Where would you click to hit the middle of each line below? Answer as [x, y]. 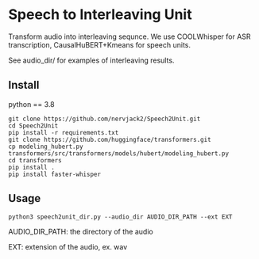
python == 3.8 [32, 104]
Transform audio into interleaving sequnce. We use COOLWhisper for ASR [130, 36]
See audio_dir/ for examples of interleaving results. [91, 60]
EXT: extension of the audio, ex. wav [68, 246]
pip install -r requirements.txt [64, 132]
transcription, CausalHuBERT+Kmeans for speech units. [100, 44]
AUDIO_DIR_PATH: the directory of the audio [81, 231]
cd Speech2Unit [33, 126]
